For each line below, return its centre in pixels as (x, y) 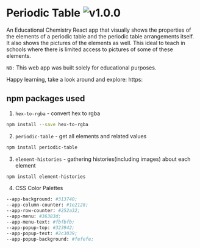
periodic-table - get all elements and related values (81, 136)
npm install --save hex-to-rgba (47, 124)
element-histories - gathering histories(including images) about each (103, 159)
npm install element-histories (46, 177)
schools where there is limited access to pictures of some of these (90, 49)
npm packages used (46, 98)
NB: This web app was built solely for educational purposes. (81, 68)
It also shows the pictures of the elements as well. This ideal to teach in (96, 43)
